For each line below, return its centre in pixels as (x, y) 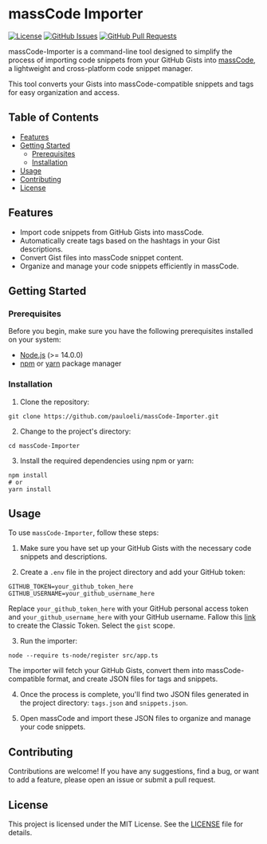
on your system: (35, 339)
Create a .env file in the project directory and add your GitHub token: (132, 573)
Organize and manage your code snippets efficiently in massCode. (129, 266)
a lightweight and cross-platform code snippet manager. (100, 68)
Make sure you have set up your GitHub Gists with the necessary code (135, 549)
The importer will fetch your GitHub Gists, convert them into (106, 671)
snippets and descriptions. (63, 557)
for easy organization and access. (64, 92)
